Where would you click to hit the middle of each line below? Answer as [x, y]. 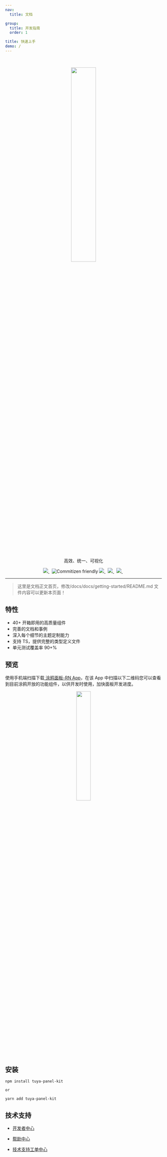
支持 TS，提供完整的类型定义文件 [46, 641]
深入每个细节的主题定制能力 [41, 635]
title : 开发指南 [25, 28]
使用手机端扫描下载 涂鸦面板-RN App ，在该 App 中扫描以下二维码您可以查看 [83, 677]
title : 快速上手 [20, 42]
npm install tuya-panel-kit [34, 1081]
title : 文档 [21, 14]
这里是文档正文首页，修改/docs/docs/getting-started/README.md [85, 586]
